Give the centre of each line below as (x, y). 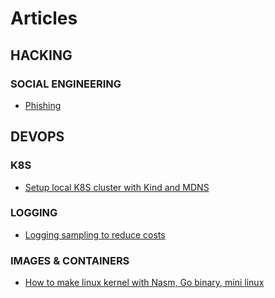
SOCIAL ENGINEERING (66, 84)
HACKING (41, 55)
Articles (44, 18)
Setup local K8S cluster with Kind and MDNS (117, 187)
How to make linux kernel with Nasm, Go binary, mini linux (144, 283)
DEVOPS (37, 137)
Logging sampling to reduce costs (95, 234)
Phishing (43, 105)
